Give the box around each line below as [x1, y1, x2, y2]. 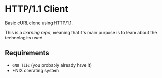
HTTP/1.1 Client [5, 3, 69, 15]
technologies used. [5, 35, 44, 40]
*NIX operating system [12, 67, 59, 73]
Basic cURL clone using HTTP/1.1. [5, 20, 73, 26]
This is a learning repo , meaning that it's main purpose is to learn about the [5, 29, 157, 35]
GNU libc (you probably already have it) [12, 62, 92, 68]
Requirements [5, 49, 49, 57]
